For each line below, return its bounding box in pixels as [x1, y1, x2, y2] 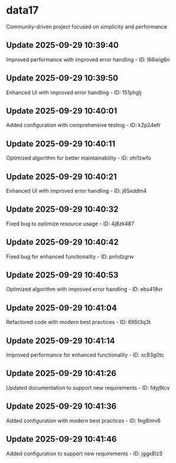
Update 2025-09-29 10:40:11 [6, 138, 116, 148]
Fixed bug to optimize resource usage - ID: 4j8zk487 [6, 220, 135, 227]
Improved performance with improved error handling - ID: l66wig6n [6, 56, 170, 63]
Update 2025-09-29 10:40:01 [6, 106, 118, 116]
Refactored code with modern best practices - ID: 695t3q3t [6, 319, 151, 326]
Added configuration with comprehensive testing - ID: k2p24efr [6, 122, 161, 129]
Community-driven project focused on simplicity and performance [6, 23, 167, 30]
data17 [6, 4, 39, 17]
